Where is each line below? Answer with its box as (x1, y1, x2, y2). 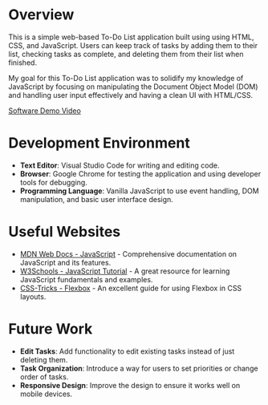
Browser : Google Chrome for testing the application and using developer (19, 168, 262, 178)
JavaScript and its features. (19, 257, 112, 267)
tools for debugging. (19, 177, 88, 187)
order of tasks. (19, 371, 69, 382)
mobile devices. (19, 389, 73, 399)
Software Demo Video (8, 106, 82, 115)
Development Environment (8, 134, 190, 152)
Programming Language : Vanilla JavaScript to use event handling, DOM (19, 186, 259, 196)
